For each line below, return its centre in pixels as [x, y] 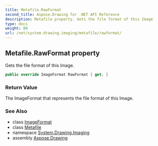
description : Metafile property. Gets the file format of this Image [79, 19]
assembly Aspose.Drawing [40, 138]
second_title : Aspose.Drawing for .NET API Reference [62, 14]
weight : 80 [16, 28]
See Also [16, 111]
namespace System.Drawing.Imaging [51, 132]
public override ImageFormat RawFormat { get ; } [57, 74]
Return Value [21, 87]
